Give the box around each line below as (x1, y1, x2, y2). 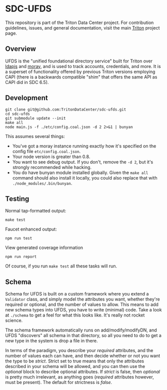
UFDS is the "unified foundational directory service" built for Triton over (5, 58, 153, 64)
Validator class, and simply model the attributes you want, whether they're (5, 296, 160, 302)
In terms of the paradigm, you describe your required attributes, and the (5, 347, 153, 353)
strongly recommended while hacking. (12, 164, 91, 170)
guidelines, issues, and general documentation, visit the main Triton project (5, 24, 160, 30)
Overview (5, 44, 36, 53)
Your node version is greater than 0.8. (12, 153, 90, 159)
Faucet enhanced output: (5, 226, 57, 232)
